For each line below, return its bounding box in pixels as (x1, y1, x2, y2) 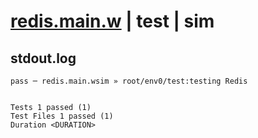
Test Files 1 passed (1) (10, 111, 114, 121)
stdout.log (10, 50, 77, 67)
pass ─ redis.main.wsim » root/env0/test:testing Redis (10, 76, 248, 86)
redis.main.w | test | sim (10, 10, 215, 33)
